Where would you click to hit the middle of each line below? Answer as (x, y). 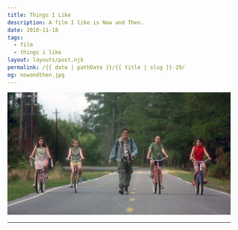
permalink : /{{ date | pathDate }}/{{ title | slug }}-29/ (96, 67)
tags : (15, 38)
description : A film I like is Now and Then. (75, 22)
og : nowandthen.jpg (36, 75)
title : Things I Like (39, 15)
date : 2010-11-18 (33, 30)
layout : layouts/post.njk (45, 60)
